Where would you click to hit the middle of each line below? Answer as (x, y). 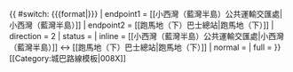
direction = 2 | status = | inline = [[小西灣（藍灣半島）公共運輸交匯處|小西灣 (146, 36)
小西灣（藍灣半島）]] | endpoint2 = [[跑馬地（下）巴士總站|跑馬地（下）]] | (142, 25)
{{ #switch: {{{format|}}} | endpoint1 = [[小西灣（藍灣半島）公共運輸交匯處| (146, 14)
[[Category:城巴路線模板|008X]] (68, 58)
